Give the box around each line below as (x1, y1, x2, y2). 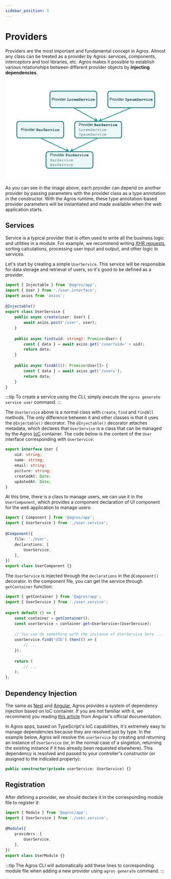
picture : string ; (14, 468, 52, 473)
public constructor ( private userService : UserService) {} (5, 766, 131, 771)
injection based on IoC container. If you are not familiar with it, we (5, 707, 143, 714)
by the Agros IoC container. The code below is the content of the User (5, 431, 152, 437)
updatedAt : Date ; (14, 479, 52, 484)
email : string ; (14, 463, 47, 468)
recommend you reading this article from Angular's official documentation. (5, 713, 162, 719)
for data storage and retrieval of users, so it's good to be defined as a (5, 266, 152, 273)
